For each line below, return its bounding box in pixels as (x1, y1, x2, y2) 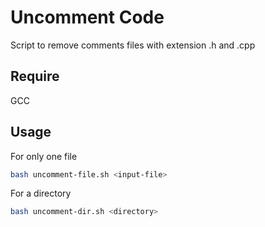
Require (10, 68, 60, 85)
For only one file (10, 150, 78, 162)
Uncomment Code (10, 6, 165, 29)
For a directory (10, 187, 72, 200)
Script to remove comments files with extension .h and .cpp (10, 39, 256, 51)
